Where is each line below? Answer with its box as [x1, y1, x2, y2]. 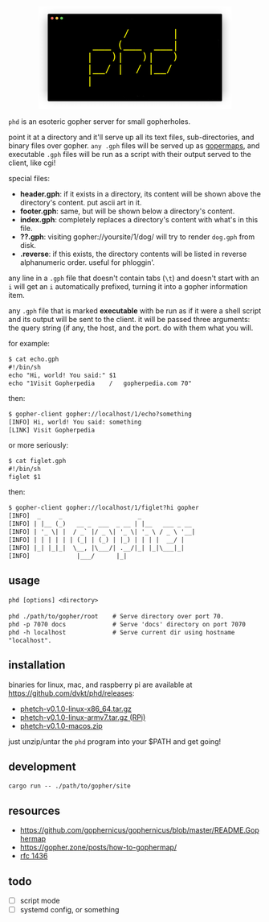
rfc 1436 [19, 851, 48, 861]
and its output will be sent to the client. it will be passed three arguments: [8, 315, 251, 324]
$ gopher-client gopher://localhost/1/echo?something [8, 410, 193, 418]
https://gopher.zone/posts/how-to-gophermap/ [19, 842, 177, 852]
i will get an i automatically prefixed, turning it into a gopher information [8, 282, 248, 291]
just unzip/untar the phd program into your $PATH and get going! [8, 736, 222, 746]
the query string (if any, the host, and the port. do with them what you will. [8, 323, 254, 333]
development [8, 760, 76, 774]
